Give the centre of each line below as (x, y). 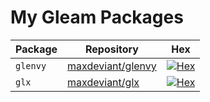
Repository (111, 49)
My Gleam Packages (97, 17)
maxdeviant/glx (103, 82)
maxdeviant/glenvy (112, 66)
